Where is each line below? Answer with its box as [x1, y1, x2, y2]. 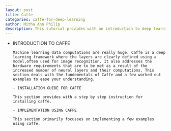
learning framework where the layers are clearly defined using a [12, 54, 157, 60]
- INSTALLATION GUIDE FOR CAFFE [12, 86, 81, 91]
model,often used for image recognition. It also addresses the [12, 59, 152, 64]
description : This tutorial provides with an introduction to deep [5, 26, 152, 31]
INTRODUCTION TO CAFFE [12, 40, 70, 46]
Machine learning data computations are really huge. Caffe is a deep [12, 50, 166, 55]
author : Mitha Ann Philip [5, 21, 60, 27]
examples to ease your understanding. [12, 77, 95, 82]
